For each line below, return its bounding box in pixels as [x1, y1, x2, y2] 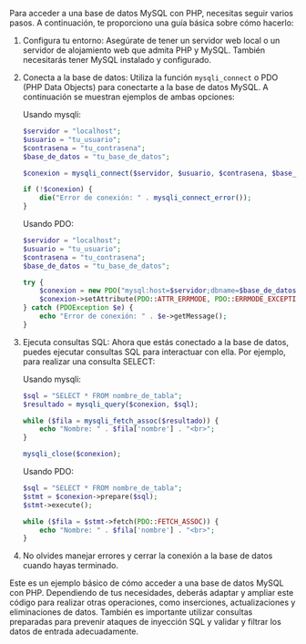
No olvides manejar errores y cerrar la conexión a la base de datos [22, 550, 273, 561]
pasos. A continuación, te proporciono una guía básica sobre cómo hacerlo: [9, 17, 294, 28]
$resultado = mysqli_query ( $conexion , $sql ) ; [22, 400, 199, 409]
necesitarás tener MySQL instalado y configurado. [22, 55, 212, 65]
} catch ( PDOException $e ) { [22, 303, 134, 312]
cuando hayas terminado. [22, 560, 118, 571]
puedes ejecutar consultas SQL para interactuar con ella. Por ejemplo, [22, 346, 287, 357]
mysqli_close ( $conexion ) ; [22, 450, 121, 459]
